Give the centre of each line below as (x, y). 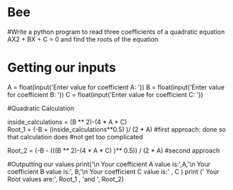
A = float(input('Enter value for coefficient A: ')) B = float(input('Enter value (116, 87)
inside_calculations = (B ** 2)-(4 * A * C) (67, 122)
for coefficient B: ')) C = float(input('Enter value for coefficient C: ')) (105, 94)
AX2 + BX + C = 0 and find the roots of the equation (83, 39)
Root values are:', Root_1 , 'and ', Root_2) (66, 179)
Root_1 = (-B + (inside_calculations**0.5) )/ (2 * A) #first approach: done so (116, 129)
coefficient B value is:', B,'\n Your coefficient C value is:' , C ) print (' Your (113, 171)
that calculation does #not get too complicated (75, 137)
